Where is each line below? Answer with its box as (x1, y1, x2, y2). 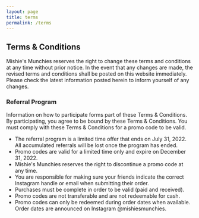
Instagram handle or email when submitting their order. (14, 180, 150, 187)
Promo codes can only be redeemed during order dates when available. (14, 199, 191, 206)
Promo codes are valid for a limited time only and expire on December (14, 148, 186, 155)
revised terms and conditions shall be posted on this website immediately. (6, 70, 187, 77)
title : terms (6, 14, 39, 20)
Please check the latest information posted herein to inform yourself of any (6, 77, 189, 84)
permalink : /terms (6, 20, 52, 26)
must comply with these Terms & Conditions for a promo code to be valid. (6, 124, 187, 131)
